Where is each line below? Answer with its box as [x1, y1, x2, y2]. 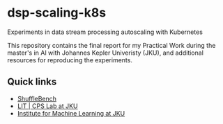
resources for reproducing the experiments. [7, 55, 132, 64]
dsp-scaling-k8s [7, 5, 107, 21]
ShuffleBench [17, 94, 57, 103]
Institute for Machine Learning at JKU [17, 109, 125, 117]
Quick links [7, 76, 57, 88]
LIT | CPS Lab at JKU [17, 102, 78, 110]
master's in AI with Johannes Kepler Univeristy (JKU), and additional [7, 48, 204, 57]
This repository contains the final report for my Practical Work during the [7, 41, 216, 49]
